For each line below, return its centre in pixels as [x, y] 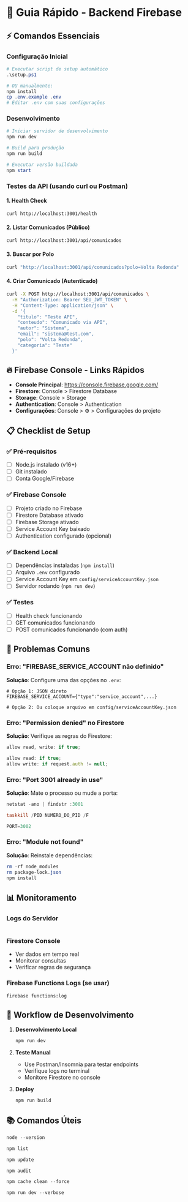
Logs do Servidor [32, 918]
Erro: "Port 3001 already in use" [55, 779]
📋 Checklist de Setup [48, 431]
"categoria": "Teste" [45, 345]
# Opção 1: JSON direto [37, 691]
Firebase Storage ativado [47, 522]
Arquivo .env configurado [47, 573]
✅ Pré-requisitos [32, 451]
